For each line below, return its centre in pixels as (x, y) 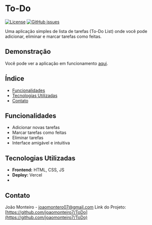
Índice (15, 79)
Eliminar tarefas (28, 138)
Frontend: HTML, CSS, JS (38, 170)
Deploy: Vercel (27, 175)
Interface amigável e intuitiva (41, 143)
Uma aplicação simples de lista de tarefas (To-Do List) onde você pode (76, 31)
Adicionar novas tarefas (36, 128)
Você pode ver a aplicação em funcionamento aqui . (57, 63)
